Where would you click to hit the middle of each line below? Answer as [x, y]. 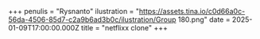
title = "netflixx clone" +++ [124, 28]
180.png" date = [204, 19]
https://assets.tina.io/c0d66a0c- [192, 11]
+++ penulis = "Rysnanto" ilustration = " [74, 11]
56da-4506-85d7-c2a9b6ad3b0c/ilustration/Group [92, 19]
